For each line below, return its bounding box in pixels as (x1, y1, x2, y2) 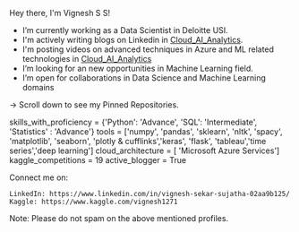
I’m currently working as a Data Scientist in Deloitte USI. (21, 25, 228, 35)
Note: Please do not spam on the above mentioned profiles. (9, 213, 229, 223)
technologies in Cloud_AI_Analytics (21, 54, 152, 64)
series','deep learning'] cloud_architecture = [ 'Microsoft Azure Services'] (9, 145, 280, 156)
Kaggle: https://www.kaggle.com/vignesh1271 (9, 197, 178, 206)
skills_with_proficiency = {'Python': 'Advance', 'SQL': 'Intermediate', (9, 116, 258, 127)
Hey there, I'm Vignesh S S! (9, 8, 111, 18)
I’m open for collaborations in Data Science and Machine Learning (21, 73, 267, 83)
